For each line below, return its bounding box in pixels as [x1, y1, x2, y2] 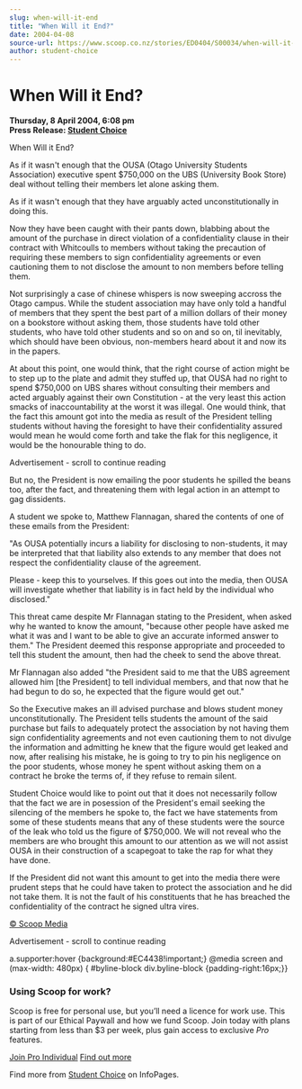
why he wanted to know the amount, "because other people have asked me [9, 621, 289, 632]
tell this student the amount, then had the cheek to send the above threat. [9, 650, 281, 661]
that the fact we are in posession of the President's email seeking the [9, 797, 265, 808]
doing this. [9, 206, 49, 217]
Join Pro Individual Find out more [9, 1052, 132, 1063]
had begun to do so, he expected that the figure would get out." [9, 686, 245, 697]
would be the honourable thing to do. [9, 440, 147, 451]
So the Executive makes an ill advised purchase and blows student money [9, 704, 283, 715]
